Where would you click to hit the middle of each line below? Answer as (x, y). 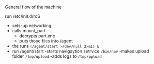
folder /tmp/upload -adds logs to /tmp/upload (57, 56)
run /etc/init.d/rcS (23, 16)
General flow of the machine (33, 7)
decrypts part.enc (37, 36)
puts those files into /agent (46, 41)
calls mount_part (29, 31)
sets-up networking (32, 26)
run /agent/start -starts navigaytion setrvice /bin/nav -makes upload (80, 51)
